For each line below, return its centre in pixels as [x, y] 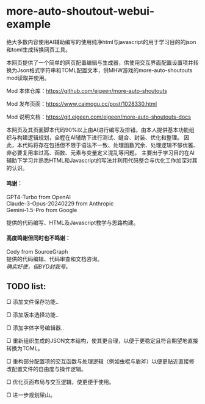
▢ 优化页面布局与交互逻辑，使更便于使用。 [60, 382]
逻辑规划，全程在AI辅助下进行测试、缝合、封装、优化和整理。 [105, 137]
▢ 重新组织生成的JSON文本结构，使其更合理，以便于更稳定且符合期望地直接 [102, 341]
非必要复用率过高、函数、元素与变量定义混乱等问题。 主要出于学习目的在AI [101, 152]
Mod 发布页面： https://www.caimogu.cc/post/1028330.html [82, 104]
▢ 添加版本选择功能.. [33, 315]
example [29, 24]
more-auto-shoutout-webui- [81, 11]
